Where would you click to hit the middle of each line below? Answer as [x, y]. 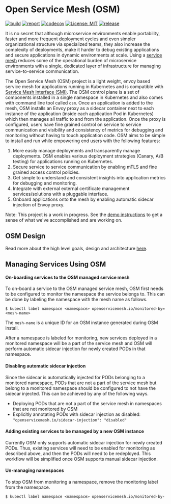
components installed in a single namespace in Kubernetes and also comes [84, 97]
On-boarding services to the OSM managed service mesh [67, 277]
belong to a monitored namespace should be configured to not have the [81, 388]
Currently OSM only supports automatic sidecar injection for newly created [84, 442]
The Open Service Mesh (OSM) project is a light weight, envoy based [78, 81]
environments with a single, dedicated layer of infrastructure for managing [83, 66]
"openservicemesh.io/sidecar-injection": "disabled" [70, 420]
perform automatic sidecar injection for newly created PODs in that [76, 349]
